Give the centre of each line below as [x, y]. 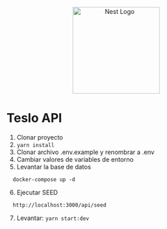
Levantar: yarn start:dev [53, 218]
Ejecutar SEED [37, 192]
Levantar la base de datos [54, 167]
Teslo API [34, 118]
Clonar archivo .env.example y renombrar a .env [85, 152]
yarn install [35, 145]
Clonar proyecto [40, 137]
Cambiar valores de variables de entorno [75, 159]
